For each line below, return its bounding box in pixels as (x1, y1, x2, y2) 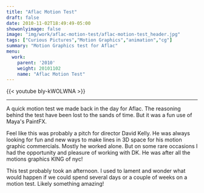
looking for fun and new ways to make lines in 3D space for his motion (6, 136, 182, 143)
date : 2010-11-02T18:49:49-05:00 (6, 20, 91, 26)
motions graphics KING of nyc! (6, 155, 83, 163)
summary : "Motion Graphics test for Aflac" (6, 43, 118, 49)
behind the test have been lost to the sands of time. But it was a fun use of (6, 112, 192, 119)
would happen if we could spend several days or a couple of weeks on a (6, 174, 188, 181)
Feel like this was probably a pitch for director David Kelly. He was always (6, 130, 190, 137)
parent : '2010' (17, 59, 56, 66)
